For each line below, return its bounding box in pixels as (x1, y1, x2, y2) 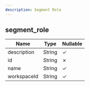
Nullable (62, 40, 82, 47)
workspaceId (7, 73, 38, 80)
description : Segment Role (5, 7, 61, 12)
